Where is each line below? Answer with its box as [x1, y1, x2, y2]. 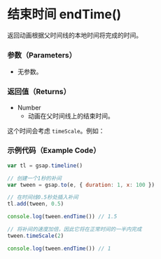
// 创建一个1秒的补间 [7, 175, 62, 182]
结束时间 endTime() [7, 6, 122, 22]
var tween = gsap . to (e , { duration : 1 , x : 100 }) [7, 181, 155, 188]
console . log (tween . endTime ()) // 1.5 [7, 213, 118, 220]
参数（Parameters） [7, 50, 77, 60]
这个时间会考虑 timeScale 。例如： [7, 126, 105, 135]
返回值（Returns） [7, 87, 71, 97]
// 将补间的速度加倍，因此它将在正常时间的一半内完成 [7, 226, 142, 233]
